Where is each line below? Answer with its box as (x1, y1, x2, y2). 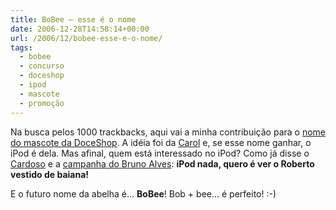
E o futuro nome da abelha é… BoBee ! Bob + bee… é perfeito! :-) (10, 187, 277, 200)
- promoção (19, 98, 65, 108)
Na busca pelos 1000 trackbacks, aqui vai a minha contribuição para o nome (10, 126, 327, 138)
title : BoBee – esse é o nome (10, 14, 137, 25)
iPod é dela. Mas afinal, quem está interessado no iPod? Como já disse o (10, 147, 310, 159)
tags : (10, 42, 33, 53)
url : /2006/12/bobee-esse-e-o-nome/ (10, 33, 163, 43)
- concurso (19, 61, 65, 71)
